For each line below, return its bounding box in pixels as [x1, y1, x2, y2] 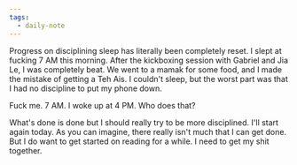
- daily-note [17, 21, 66, 30]
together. [9, 145, 43, 155]
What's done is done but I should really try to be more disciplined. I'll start [9, 116, 279, 128]
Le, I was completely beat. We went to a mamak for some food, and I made [9, 64, 282, 75]
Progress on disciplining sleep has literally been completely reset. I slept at [9, 45, 282, 56]
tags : [9, 12, 29, 22]
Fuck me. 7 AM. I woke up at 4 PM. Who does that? [9, 100, 197, 110]
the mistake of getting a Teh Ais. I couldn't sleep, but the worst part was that [9, 73, 288, 84]
